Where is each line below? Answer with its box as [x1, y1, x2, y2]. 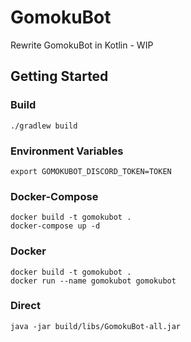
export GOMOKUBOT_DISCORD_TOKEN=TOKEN [10, 166, 172, 176]
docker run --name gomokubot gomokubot [10, 276, 177, 286]
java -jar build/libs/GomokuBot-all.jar [10, 321, 182, 331]
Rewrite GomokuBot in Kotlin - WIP [10, 39, 154, 51]
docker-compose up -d [10, 221, 101, 231]
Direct [10, 299, 41, 313]
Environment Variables [10, 144, 124, 158]
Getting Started [10, 68, 109, 85]
